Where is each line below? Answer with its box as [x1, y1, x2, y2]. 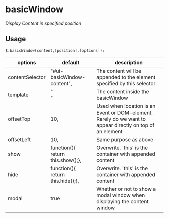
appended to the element [96, 74, 156, 81]
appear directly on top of [96, 122, 155, 129]
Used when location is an [96, 102, 156, 110]
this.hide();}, [50, 177, 79, 184]
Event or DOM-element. [96, 109, 153, 116]
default [62, 59, 80, 66]
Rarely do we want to [96, 115, 146, 122]
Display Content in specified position [5, 20, 81, 26]
